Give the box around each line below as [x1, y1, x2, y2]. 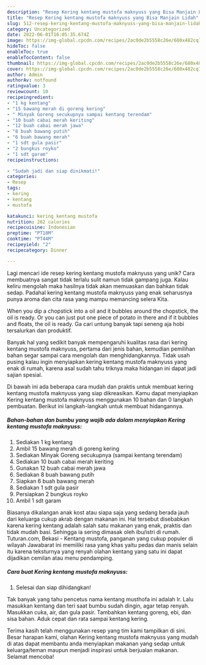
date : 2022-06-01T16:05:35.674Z [7, 32, 89, 38]
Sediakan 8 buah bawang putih [15, 470, 94, 478]
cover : [7, 65, 24, 72]
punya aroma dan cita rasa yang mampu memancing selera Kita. [7, 295, 169, 303]
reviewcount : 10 [7, 89, 48, 95]
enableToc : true [7, 49, 48, 55]
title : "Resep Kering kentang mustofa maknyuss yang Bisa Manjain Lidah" [7, 15, 199, 21]
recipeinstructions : [7, 157, 60, 163]
